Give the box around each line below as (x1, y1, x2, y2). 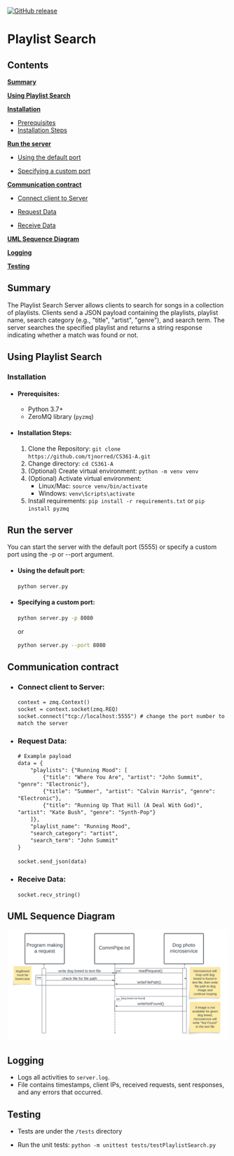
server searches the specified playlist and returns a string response (7, 323, 202, 331)
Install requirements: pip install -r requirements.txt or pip (27, 496, 205, 505)
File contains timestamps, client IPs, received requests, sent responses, (17, 1081, 224, 1089)
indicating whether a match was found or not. (7, 331, 139, 339)
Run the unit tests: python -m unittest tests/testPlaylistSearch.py (17, 1141, 216, 1149)
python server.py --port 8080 (17, 642, 106, 649)
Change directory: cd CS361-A (27, 459, 113, 467)
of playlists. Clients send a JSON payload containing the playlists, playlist (7, 308, 219, 317)
